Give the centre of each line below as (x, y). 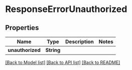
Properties (22, 28)
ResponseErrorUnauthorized (66, 9)
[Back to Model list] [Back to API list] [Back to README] (63, 62)
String (53, 50)
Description (79, 42)
